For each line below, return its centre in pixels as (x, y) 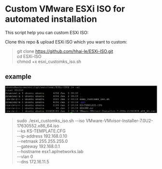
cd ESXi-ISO (29, 56)
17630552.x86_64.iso (38, 126)
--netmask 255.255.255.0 (42, 141)
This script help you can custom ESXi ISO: (47, 32)
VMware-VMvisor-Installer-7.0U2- (119, 120)
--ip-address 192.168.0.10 (42, 136)
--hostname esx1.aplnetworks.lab (50, 151)
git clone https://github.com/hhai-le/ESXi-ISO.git (65, 51)
